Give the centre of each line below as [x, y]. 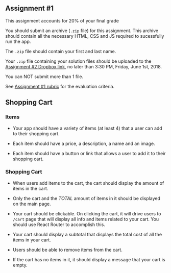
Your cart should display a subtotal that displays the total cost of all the [87, 234]
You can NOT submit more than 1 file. [44, 77]
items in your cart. [32, 240]
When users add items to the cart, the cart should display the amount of [88, 183]
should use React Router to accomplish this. [59, 225]
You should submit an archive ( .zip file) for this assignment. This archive [82, 31]
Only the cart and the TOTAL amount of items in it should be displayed [87, 198]
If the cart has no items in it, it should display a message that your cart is [89, 259]
